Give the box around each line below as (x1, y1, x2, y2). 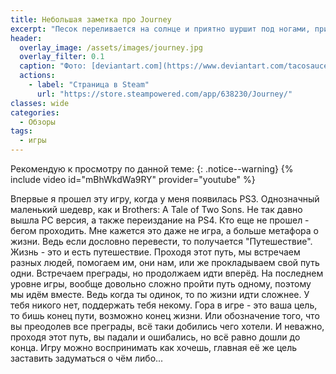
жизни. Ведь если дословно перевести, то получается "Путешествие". (10, 236, 313, 247)
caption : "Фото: (19, 61, 87, 71)
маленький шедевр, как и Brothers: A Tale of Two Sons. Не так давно (10, 204, 303, 215)
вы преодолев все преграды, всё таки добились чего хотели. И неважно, (10, 321, 325, 332)
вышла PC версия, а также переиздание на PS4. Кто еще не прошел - (10, 214, 310, 226)
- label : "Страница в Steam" (28, 80, 150, 90)
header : (10, 33, 43, 43)
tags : (10, 126, 33, 136)
